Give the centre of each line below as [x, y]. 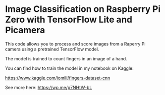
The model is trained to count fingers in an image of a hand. [66, 58]
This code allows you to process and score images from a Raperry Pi [75, 44]
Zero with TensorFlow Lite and [69, 20]
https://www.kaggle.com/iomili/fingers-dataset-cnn [58, 78]
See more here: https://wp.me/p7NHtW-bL [49, 87]
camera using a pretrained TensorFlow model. [52, 49]
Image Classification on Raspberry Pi [83, 9]
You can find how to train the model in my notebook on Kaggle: [69, 68]
